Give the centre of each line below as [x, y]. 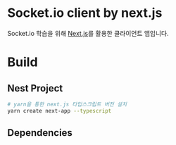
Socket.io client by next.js [85, 13]
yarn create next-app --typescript [59, 111]
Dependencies [40, 133]
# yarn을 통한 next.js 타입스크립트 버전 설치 [67, 104]
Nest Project [35, 88]
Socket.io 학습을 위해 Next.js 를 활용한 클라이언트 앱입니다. [88, 33]
